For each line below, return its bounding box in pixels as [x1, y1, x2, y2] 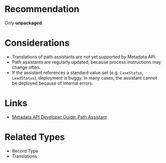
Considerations [4, 37, 70, 49]
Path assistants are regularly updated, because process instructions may [11, 59, 162, 65]
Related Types [4, 132, 65, 143]
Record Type [11, 148, 38, 154]
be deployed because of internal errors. [11, 80, 93, 86]
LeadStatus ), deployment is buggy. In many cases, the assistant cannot [11, 75, 158, 81]
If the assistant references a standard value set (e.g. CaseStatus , [11, 70, 144, 76]
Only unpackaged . [4, 20, 43, 26]
